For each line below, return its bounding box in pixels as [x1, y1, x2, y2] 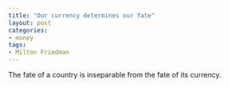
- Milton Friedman [8, 48, 69, 56]
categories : [8, 26, 48, 34]
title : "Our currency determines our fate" [8, 11, 156, 20]
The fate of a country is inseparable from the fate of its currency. [8, 70, 222, 79]
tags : [8, 41, 26, 49]
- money [8, 33, 34, 42]
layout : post [8, 19, 52, 27]
